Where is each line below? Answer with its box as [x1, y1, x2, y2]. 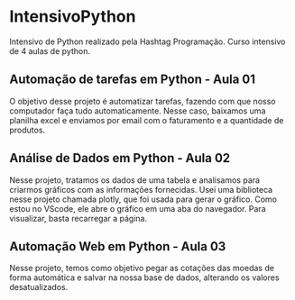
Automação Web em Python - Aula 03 [9, 239, 226, 254]
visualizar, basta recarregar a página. [9, 213, 147, 223]
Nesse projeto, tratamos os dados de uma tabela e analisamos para [9, 174, 260, 186]
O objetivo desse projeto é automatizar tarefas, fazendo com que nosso [9, 95, 276, 106]
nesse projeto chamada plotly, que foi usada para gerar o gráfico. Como [9, 194, 278, 205]
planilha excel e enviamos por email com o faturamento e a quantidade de [9, 114, 284, 125]
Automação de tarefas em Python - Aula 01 [9, 72, 255, 87]
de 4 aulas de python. [9, 45, 90, 56]
